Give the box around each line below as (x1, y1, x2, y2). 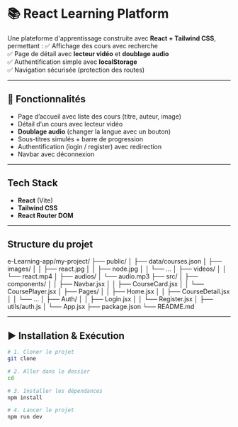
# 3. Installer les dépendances (7, 387, 103, 394)
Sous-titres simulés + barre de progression (17, 134, 144, 143)
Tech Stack (7, 177, 58, 189)
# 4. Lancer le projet (7, 406, 74, 414)
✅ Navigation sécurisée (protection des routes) (7, 65, 145, 74)
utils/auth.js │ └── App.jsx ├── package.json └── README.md (7, 303, 195, 311)
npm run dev (7, 414, 42, 421)
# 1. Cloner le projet (7, 349, 74, 356)
